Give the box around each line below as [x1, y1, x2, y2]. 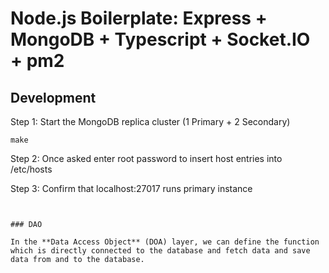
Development [10, 89, 97, 106]
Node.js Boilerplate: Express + [10, 7, 268, 30]
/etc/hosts [10, 163, 53, 175]
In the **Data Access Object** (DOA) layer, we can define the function [10, 237, 320, 247]
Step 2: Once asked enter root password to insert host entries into [10, 153, 283, 164]
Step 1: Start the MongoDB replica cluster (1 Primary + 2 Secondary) [10, 116, 291, 127]
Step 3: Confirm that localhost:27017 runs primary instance [10, 183, 253, 194]
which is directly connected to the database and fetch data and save [10, 246, 311, 256]
